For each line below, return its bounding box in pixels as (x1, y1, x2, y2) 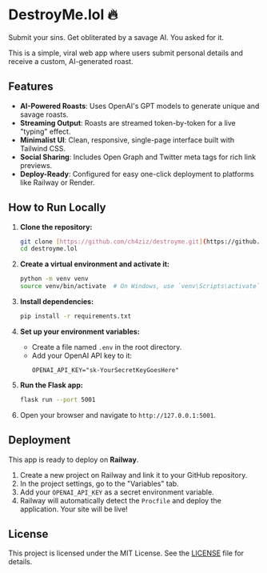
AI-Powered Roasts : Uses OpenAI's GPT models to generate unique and (19, 101, 260, 110)
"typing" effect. (19, 126, 71, 136)
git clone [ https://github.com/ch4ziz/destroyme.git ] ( (19, 238, 207, 246)
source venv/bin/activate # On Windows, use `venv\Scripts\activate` (19, 282, 261, 291)
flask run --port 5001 (19, 395, 96, 403)
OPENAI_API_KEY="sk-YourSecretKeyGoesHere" (31, 366, 180, 374)
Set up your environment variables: (19, 327, 140, 336)
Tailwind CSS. (19, 143, 66, 153)
